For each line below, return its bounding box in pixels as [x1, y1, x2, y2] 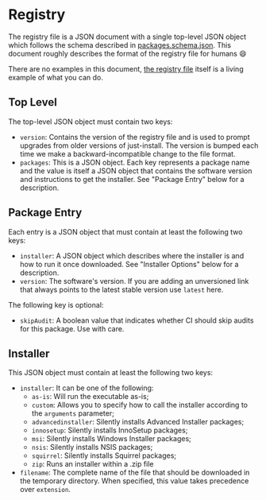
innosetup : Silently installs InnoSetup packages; [31, 425, 188, 435]
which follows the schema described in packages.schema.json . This [8, 40, 232, 49]
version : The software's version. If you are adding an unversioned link [19, 276, 249, 285]
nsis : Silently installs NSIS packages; [31, 443, 153, 452]
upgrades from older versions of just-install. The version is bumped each [19, 141, 259, 150]
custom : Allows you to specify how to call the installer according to [31, 400, 249, 410]
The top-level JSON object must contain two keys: [8, 117, 173, 126]
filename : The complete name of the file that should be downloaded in [19, 467, 250, 478]
